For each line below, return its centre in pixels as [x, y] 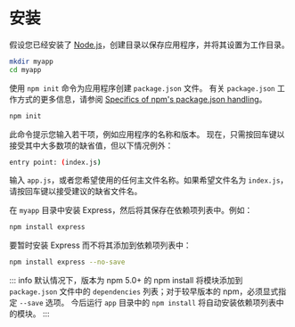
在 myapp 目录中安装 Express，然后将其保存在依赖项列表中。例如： [131, 210]
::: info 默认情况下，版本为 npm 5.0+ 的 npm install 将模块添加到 [126, 281]
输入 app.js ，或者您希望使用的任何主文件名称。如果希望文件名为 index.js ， [149, 180]
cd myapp [25, 69]
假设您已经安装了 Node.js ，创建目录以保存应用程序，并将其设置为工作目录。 [149, 45]
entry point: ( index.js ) [55, 162]
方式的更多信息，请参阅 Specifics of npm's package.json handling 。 [142, 99]
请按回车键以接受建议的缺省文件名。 [76, 192]
